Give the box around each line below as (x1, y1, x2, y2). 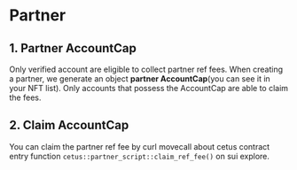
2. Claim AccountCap (9, 118, 129, 133)
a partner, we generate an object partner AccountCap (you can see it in (9, 73, 270, 84)
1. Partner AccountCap (9, 41, 137, 56)
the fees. (9, 92, 42, 103)
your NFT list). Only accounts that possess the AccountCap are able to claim (9, 83, 289, 93)
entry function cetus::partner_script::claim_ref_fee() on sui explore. (9, 151, 270, 161)
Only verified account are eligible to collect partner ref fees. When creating (9, 64, 284, 74)
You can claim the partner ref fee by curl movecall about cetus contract (9, 141, 270, 151)
